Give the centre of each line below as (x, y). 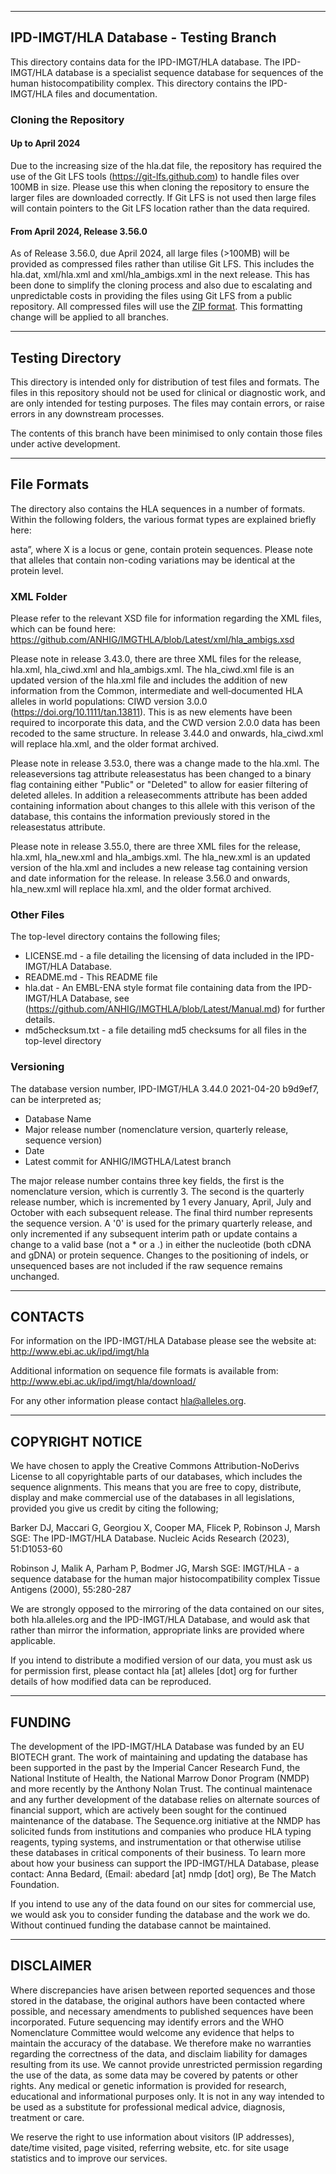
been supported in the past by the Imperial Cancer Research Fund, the (155, 1768)
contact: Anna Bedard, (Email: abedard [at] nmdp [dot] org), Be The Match (163, 1874)
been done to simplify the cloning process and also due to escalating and (161, 285)
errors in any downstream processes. (87, 413)
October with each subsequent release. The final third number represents (161, 1212)
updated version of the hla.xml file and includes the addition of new (149, 680)
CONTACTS (47, 1317)
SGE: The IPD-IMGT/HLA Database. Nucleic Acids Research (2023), (150, 1538)
